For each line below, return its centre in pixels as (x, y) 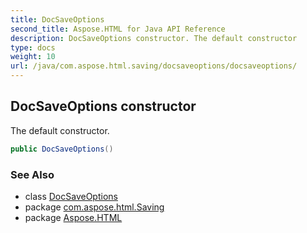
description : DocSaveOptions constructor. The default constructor (154, 38)
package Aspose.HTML (73, 217)
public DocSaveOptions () (62, 149)
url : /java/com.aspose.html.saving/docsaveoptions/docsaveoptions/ (154, 66)
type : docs (33, 47)
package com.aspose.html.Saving (94, 207)
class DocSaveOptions (71, 196)
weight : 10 (33, 57)
